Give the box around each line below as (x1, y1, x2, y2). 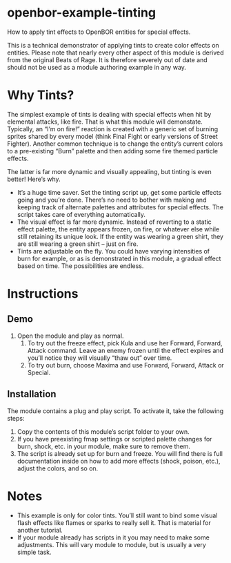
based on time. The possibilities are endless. (17, 261, 144, 270)
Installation (7, 388, 57, 400)
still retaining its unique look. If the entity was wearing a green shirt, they (17, 232, 224, 240)
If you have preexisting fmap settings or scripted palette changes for (17, 435, 212, 443)
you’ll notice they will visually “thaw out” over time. (27, 354, 172, 362)
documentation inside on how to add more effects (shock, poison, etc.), (17, 457, 221, 465)
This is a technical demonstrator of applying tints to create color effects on (7, 41, 219, 49)
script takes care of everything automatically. (17, 210, 146, 218)
